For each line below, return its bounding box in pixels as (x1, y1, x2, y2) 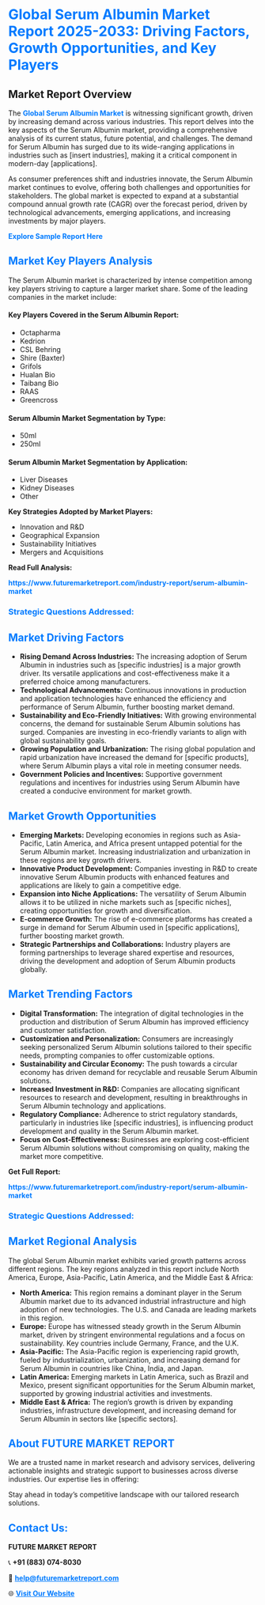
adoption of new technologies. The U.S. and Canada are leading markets (19, 1304, 257, 1314)
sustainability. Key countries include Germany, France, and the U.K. (19, 1338, 239, 1348)
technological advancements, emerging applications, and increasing (8, 208, 231, 217)
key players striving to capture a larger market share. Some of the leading (8, 283, 248, 293)
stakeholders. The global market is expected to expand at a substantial (8, 191, 239, 200)
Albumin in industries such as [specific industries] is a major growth (19, 661, 241, 670)
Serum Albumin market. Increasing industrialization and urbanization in (19, 846, 251, 856)
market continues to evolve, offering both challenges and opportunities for (8, 183, 251, 191)
